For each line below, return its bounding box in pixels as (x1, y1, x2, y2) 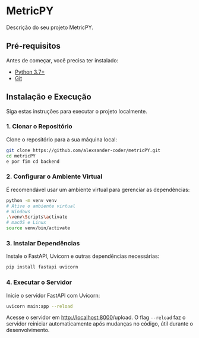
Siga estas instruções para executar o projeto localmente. (6, 108, 147, 115)
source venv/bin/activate (6, 225, 70, 231)
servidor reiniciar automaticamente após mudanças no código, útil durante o (6, 320, 193, 327)
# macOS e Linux (6, 220, 46, 226)
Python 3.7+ (14, 68, 45, 75)
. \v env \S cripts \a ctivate (6, 214, 68, 220)
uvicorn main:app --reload (6, 303, 73, 309)
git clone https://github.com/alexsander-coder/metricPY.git (6, 147, 161, 153)
